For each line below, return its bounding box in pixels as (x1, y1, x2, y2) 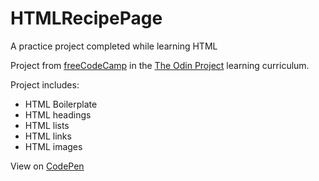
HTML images (24, 140, 83, 152)
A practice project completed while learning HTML (10, 40, 218, 52)
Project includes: (10, 78, 80, 91)
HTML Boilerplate (24, 98, 98, 110)
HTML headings (24, 108, 92, 121)
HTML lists (24, 119, 70, 131)
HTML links (24, 130, 72, 142)
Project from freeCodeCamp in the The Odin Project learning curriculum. (10, 59, 310, 71)
